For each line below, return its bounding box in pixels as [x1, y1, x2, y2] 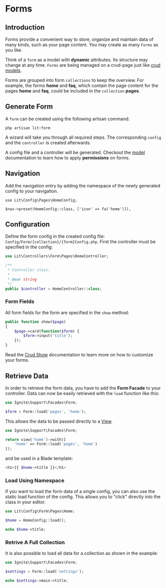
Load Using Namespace [5, 477, 65, 484]
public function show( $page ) [5, 319, 66, 324]
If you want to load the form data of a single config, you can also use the [5, 488, 155, 495]
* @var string [7, 277, 37, 282]
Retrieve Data [5, 371, 49, 380]
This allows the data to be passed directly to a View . [5, 418, 113, 424]
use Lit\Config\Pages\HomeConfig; [5, 198, 78, 203]
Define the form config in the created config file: [5, 233, 105, 239]
